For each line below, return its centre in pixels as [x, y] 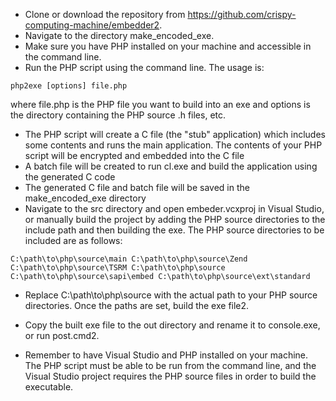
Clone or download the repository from [105, 14]
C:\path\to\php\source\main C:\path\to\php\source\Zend [129, 259]
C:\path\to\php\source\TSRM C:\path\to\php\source [118, 268]
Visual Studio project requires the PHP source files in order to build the [170, 376]
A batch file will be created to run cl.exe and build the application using [171, 166]
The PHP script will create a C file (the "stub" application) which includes [175, 134]
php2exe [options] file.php [69, 86]
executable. [49, 387]
